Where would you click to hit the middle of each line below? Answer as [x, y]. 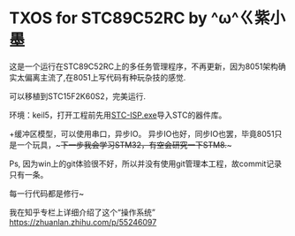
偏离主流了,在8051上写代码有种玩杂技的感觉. [105, 77]
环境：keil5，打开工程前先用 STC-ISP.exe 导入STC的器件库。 [118, 115]
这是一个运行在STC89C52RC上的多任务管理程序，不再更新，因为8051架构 [144, 66]
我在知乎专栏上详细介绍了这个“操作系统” [83, 212]
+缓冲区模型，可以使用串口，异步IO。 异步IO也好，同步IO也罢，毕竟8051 [142, 133]
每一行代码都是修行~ [47, 193]
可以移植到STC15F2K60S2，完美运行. [78, 96]
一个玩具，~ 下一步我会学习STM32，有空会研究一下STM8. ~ [124, 145]
